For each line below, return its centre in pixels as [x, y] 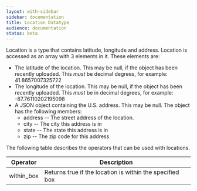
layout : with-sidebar [33, 11]
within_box [24, 176]
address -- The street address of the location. [79, 118]
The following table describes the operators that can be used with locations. [98, 148]
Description [116, 162]
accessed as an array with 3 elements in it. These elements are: [83, 56]
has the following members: [48, 112]
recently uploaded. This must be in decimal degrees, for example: [94, 93]
